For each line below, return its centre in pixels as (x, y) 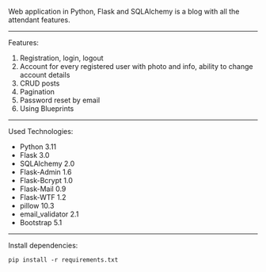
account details (45, 75)
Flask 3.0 (34, 155)
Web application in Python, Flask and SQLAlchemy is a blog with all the (124, 11)
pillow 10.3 (37, 206)
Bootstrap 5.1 (41, 222)
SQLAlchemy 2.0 (47, 163)
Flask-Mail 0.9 (43, 189)
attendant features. (39, 20)
